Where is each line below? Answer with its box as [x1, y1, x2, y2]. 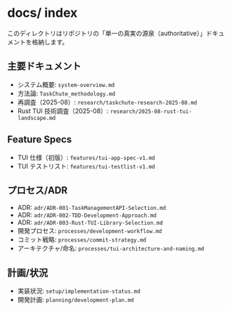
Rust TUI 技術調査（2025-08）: [17, 107, 109, 115]
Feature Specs [7, 133, 72, 145]
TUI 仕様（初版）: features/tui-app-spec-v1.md [17, 153, 156, 161]
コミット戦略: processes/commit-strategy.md [17, 235, 147, 244]
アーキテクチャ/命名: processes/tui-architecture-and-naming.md [17, 244, 205, 253]
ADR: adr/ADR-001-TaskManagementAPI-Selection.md [17, 204, 166, 212]
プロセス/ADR [7, 184, 68, 196]
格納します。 [31, 37, 69, 46]
